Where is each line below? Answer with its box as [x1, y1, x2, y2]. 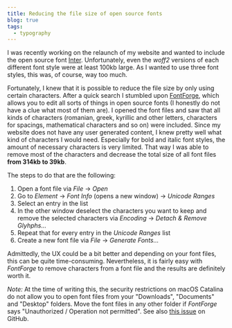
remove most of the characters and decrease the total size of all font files [7, 150, 217, 159]
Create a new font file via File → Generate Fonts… [17, 236, 159, 245]
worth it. [7, 272, 31, 280]
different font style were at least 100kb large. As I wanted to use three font [7, 63, 220, 71]
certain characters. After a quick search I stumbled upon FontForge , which [7, 92, 220, 100]
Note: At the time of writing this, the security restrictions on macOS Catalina [7, 285, 224, 293]
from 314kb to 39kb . [7, 157, 67, 166]
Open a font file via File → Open [17, 184, 109, 193]
